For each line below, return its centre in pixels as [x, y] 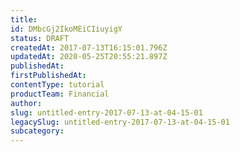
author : [26, 103]
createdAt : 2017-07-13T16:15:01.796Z [89, 47]
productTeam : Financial [60, 94]
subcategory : [37, 131]
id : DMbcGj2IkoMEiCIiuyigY [66, 29]
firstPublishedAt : [48, 76]
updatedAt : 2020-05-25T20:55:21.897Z [89, 57]
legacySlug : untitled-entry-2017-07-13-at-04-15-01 [120, 122]
